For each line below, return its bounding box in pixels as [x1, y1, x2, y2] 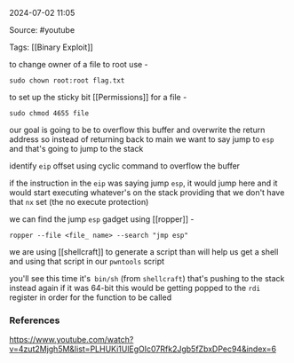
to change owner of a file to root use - [9, 59, 148, 69]
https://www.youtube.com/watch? [9, 335, 134, 345]
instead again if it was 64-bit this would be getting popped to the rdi [9, 283, 260, 293]
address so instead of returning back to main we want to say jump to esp [9, 134, 274, 145]
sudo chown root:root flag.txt [9, 76, 125, 85]
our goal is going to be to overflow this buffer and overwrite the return [9, 124, 266, 135]
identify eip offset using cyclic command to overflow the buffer [9, 161, 241, 171]
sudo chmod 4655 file [9, 109, 90, 118]
